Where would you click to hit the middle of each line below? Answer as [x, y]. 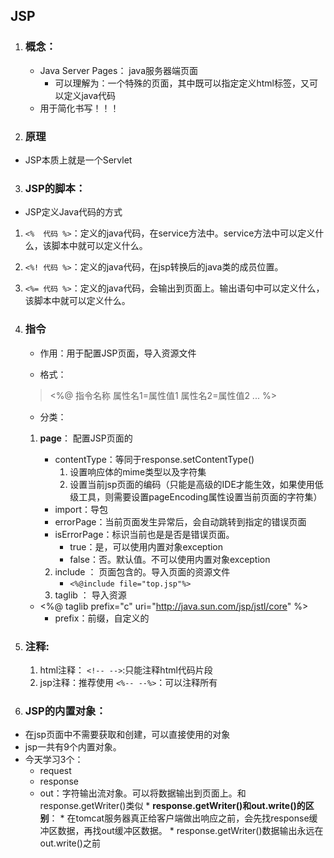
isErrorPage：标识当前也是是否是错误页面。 [144, 534]
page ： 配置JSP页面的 [86, 438]
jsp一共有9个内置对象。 [73, 747]
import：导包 [81, 509]
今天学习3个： [54, 760]
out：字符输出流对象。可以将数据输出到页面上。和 [143, 793]
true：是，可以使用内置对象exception [146, 546]
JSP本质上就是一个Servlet [78, 160]
